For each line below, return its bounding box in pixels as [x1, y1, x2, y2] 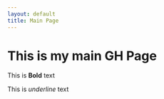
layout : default [7, 10, 56, 18]
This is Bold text [7, 71, 55, 80]
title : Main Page [7, 17, 59, 24]
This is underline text [7, 85, 69, 93]
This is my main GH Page [7, 48, 157, 64]
